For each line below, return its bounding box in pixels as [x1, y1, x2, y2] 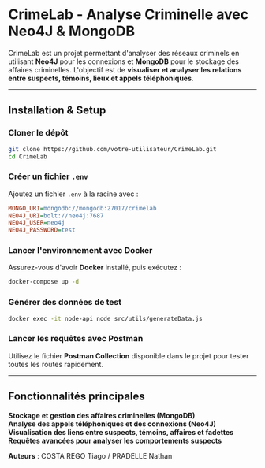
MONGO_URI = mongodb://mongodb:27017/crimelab [8, 204, 157, 212]
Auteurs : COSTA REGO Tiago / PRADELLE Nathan [8, 451, 173, 460]
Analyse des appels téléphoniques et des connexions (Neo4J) [8, 419, 217, 429]
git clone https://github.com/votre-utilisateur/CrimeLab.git [8, 145, 217, 153]
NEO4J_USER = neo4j [8, 219, 65, 227]
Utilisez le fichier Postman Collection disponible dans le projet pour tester [8, 351, 249, 360]
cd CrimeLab [8, 152, 47, 161]
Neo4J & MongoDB [8, 22, 136, 40]
